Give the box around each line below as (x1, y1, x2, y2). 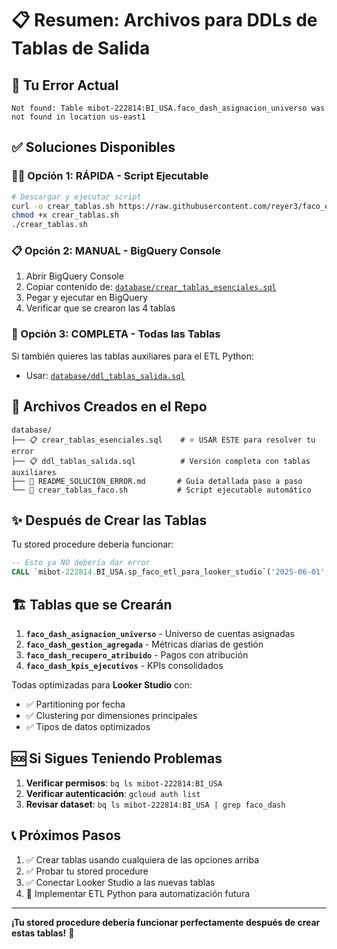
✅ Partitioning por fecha (25, 698, 126, 710)
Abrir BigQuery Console (25, 270, 124, 282)
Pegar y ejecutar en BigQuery (25, 292, 149, 304)
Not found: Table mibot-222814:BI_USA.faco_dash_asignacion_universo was (11, 103, 326, 113)
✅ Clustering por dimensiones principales (25, 709, 198, 721)
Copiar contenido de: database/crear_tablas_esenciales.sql (25, 281, 277, 293)
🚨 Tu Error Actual (11, 77, 119, 94)
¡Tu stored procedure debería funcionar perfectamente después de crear (11, 916, 321, 928)
